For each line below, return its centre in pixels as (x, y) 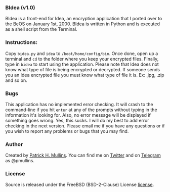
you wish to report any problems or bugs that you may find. (67, 131)
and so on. (16, 80)
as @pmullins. (20, 161)
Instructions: (22, 42)
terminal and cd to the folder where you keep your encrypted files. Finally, (82, 59)
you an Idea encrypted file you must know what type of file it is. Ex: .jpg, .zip (85, 75)
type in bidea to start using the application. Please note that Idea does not (82, 64)
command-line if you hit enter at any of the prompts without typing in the (81, 110)
